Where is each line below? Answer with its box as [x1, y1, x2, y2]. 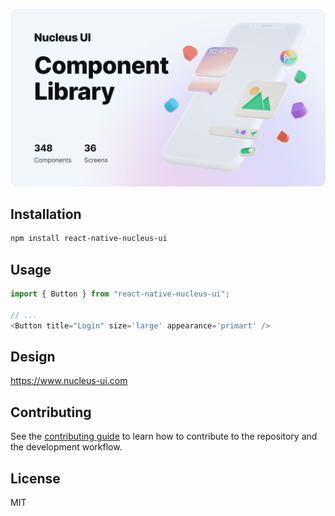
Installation [10, 205, 82, 223]
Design [10, 348, 56, 365]
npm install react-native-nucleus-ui [10, 234, 168, 244]
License [10, 470, 61, 487]
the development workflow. [10, 441, 123, 453]
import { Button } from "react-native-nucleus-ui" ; [10, 289, 230, 299]
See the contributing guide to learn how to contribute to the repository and [10, 430, 318, 443]
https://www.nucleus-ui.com [10, 375, 128, 387]
